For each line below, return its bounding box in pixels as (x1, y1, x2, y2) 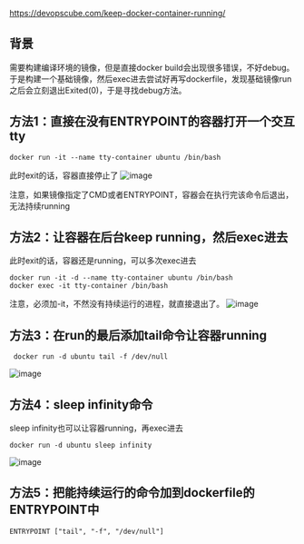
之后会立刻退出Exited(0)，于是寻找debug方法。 (9, 84, 187, 95)
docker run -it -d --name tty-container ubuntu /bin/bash (9, 273, 233, 282)
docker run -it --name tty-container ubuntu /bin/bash (9, 153, 221, 162)
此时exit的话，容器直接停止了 (9, 170, 119, 181)
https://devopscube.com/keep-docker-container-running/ (9, 8, 226, 18)
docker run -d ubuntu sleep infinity (9, 440, 152, 450)
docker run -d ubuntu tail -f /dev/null (13, 352, 169, 361)
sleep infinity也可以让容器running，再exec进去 (9, 422, 183, 434)
